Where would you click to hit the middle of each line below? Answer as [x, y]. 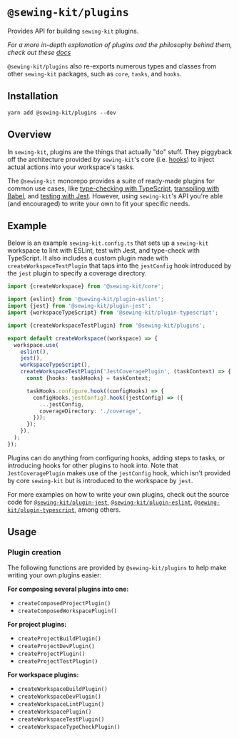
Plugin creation [34, 552]
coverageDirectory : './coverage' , [90, 411]
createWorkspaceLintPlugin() [61, 704]
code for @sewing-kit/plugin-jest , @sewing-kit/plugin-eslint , [100, 502]
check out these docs [39, 52]
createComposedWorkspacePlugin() [67, 611]
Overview [30, 135]
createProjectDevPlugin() [56, 647]
